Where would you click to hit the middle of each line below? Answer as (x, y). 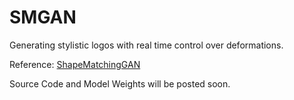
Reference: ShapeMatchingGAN (75, 64)
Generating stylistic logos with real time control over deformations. (146, 45)
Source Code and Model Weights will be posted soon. (120, 83)
